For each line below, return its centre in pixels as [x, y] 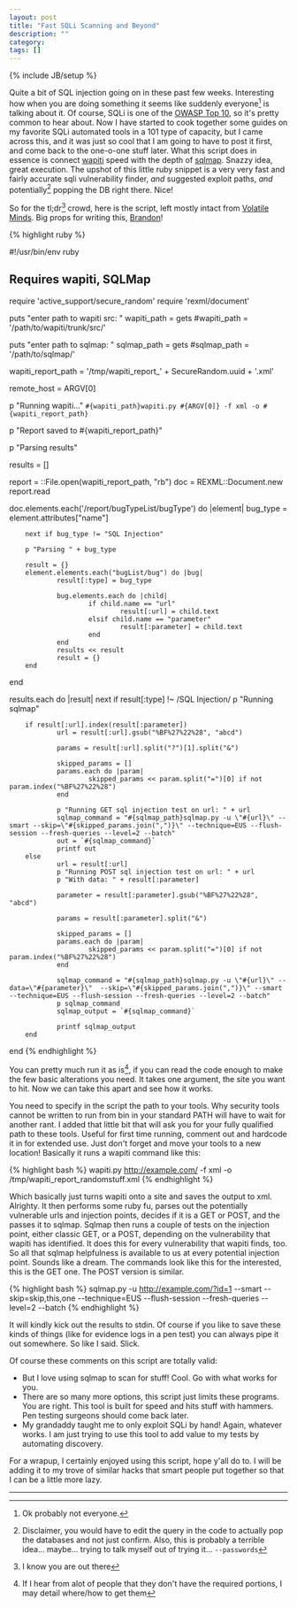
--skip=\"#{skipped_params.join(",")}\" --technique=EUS [140, 825]
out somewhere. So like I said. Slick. [75, 1343]
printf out [76, 849]
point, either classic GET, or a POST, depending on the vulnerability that [140, 1234]
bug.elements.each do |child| [112, 596]
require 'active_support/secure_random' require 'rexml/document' [129, 301]
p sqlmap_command [88, 1003]
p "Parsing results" [43, 447]
